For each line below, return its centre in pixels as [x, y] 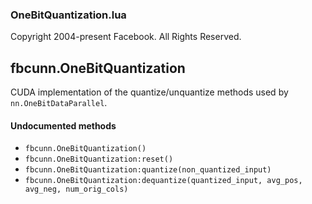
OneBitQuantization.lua [68, 15]
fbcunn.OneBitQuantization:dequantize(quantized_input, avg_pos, [163, 181]
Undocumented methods [63, 125]
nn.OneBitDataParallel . [59, 103]
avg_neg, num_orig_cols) [76, 189]
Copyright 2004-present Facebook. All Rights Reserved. [126, 37]
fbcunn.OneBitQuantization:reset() [99, 159]
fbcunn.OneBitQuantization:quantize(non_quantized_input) [148, 170]
